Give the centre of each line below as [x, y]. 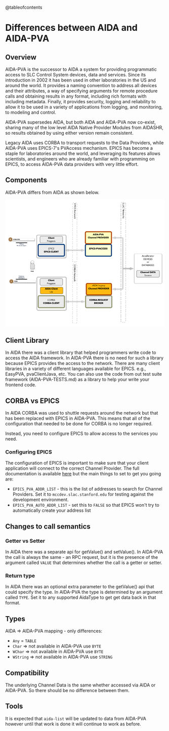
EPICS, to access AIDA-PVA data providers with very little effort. [72, 164]
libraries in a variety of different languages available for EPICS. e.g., [76, 369]
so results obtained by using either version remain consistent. [70, 133]
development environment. [41, 500]
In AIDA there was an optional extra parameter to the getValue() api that [80, 587]
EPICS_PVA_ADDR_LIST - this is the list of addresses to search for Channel [88, 489]
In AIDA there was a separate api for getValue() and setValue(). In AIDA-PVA [84, 552]
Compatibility [27, 673]
